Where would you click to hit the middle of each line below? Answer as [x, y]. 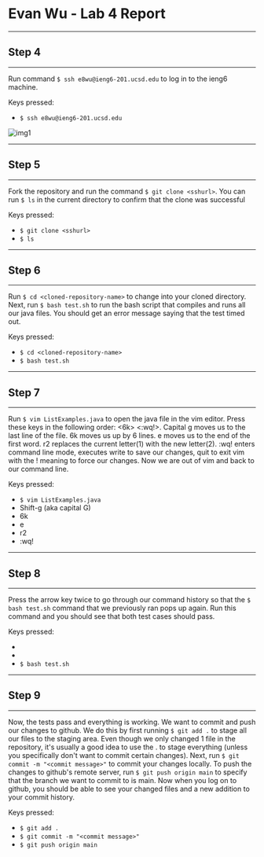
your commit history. [41, 797]
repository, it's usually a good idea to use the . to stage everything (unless [128, 747]
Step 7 [24, 393]
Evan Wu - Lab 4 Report [87, 14]
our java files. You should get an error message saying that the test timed [126, 313]
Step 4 [25, 52]
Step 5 [24, 165]
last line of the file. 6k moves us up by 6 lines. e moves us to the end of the [129, 436]
